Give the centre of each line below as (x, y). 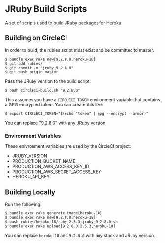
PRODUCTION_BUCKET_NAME (44, 161)
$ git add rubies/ (24, 63)
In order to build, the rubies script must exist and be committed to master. (80, 50)
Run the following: (23, 204)
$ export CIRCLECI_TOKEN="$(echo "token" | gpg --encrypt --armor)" (77, 114)
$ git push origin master (32, 72)
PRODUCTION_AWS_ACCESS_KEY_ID (51, 167)
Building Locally (30, 192)
